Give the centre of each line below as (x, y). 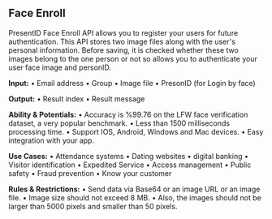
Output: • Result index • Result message (77, 99)
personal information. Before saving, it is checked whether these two (124, 50)
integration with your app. (52, 140)
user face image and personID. (60, 67)
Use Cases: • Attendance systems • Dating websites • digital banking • (129, 156)
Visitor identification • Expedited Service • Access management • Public (130, 165)
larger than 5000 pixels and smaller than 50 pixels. (93, 206)
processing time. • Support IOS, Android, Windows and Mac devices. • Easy (136, 131)
